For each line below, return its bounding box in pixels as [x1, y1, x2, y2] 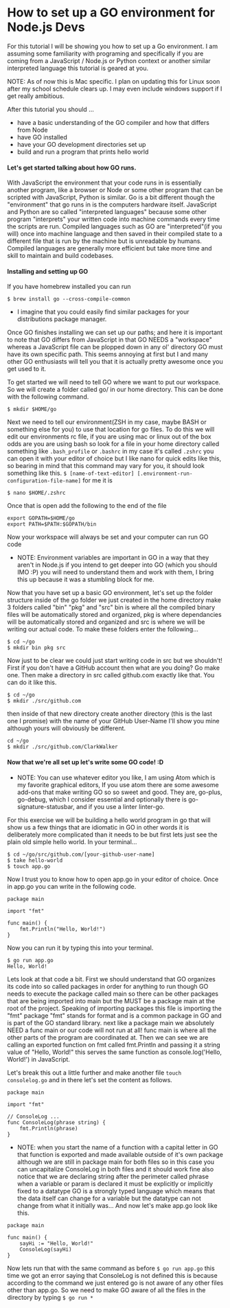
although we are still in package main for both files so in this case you [16, 1158, 215, 1166]
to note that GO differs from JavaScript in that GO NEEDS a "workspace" [7, 336, 213, 344]
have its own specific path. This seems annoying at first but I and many [7, 350, 208, 358]
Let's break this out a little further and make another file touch [7, 1068, 182, 1077]
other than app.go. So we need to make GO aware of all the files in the [7, 1285, 206, 1294]
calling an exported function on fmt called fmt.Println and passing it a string [7, 1040, 221, 1049]
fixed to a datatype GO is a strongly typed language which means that [16, 1187, 215, 1195]
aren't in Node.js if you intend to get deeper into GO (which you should [16, 561, 218, 569]
